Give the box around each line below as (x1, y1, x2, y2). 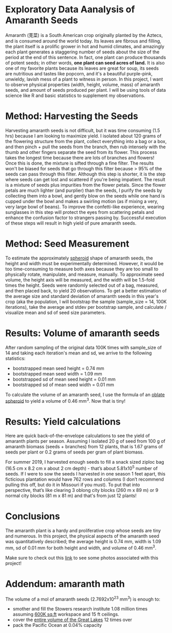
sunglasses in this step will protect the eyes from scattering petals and (5, 209, 154, 215)
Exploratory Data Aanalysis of (5, 4, 135, 15)
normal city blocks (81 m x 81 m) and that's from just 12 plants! (5, 492, 137, 499)
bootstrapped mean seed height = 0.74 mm (12, 365, 104, 371)
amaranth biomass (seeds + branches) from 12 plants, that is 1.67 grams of (5, 444, 163, 450)
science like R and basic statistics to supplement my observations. (5, 92, 145, 98)
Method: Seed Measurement (5, 238, 130, 250)
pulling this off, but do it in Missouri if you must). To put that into (5, 482, 140, 488)
